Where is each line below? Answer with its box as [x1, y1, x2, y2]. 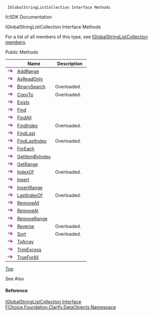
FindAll [17, 115, 32, 121]
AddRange [17, 68, 39, 74]
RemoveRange [17, 215, 47, 221]
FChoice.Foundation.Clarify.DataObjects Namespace [5, 304, 116, 310]
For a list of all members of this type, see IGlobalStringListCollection [5, 34, 148, 40]
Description [57, 60, 83, 66]
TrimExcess [17, 246, 42, 253]
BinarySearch [17, 84, 46, 90]
